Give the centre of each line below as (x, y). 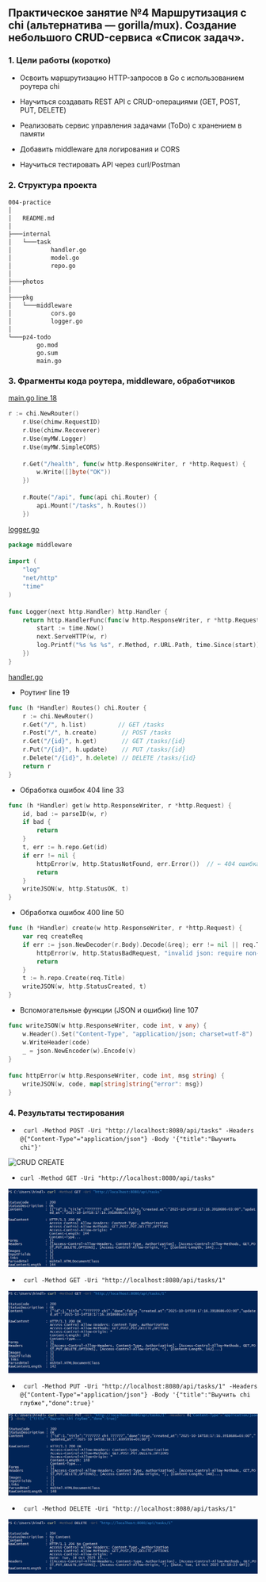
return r (37, 766)
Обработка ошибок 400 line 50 (72, 913)
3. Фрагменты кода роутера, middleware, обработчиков (122, 381)
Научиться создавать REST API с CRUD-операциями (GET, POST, (130, 102)
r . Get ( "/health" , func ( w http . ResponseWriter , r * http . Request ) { (134, 464)
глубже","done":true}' (57, 1404)
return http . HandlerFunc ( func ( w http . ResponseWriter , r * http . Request (141, 620)
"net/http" (40, 578)
